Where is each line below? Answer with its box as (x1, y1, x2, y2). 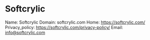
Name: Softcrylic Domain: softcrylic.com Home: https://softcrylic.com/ (5, 19, 146, 25)
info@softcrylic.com (5, 29, 45, 35)
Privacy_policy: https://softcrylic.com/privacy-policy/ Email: (5, 24, 123, 30)
